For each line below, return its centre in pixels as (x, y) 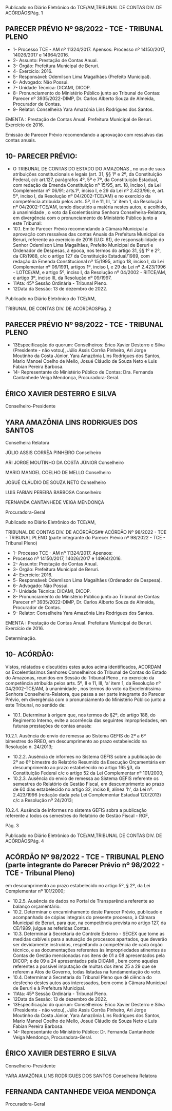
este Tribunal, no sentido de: (35, 705)
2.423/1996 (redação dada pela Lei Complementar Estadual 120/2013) (87, 794)
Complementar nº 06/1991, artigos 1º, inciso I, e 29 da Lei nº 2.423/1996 (89, 267)
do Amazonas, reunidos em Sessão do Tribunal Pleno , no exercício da (80, 677)
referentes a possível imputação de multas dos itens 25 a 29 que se (84, 966)
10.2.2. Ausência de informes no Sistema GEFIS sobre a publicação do (87, 756)
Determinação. (21, 638)
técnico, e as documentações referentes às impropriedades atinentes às (89, 950)
